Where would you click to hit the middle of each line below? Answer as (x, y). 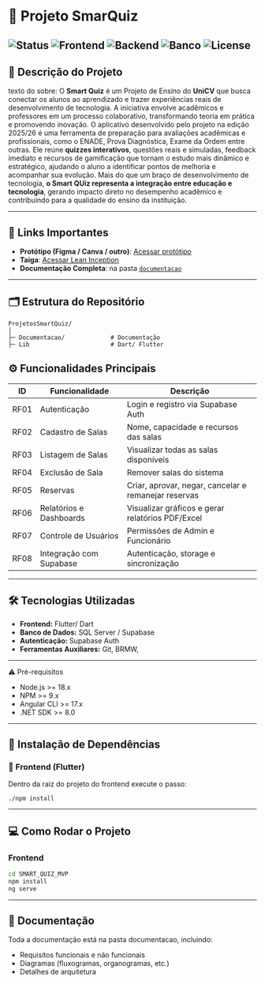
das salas (144, 436)
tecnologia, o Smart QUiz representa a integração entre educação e (120, 183)
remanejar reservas (163, 495)
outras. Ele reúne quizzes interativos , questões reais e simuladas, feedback (132, 150)
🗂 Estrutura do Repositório (77, 302)
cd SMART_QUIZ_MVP (38, 874)
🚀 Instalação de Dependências (84, 745)
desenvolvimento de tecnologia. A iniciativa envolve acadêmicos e (116, 108)
